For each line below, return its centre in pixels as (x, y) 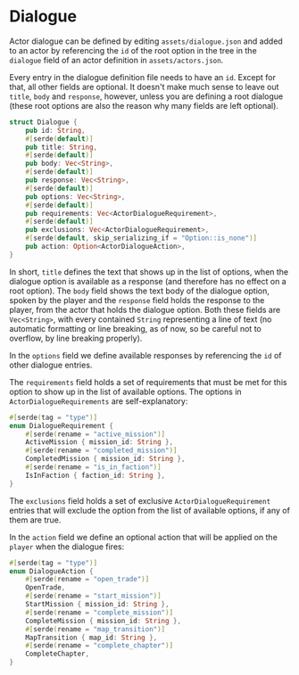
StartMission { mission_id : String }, (97, 605)
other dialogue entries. (51, 365)
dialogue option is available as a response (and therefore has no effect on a (148, 281)
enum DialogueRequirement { (62, 425)
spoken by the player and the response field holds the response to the (137, 300)
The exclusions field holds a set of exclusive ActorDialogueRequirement (140, 500)
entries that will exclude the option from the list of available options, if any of (149, 510)
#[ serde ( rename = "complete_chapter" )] (100, 646)
